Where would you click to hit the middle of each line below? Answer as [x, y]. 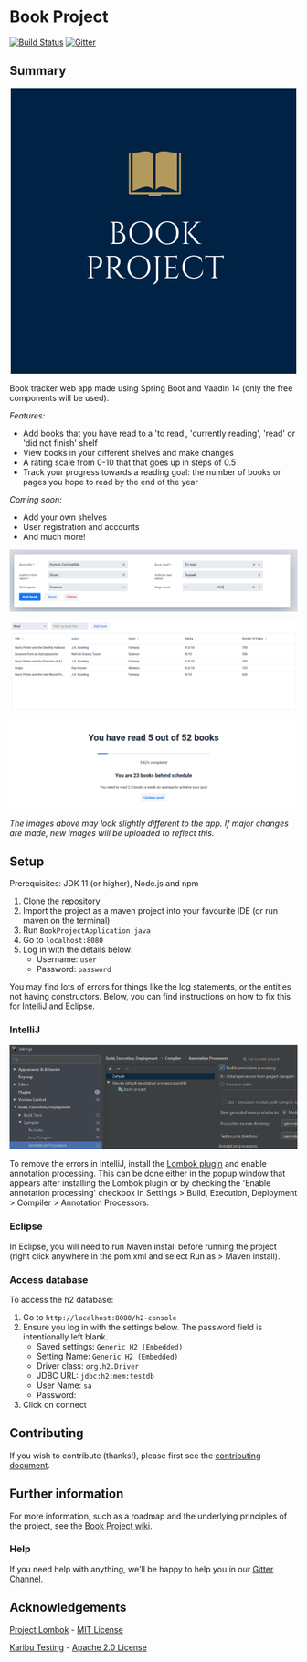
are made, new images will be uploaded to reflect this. [112, 832]
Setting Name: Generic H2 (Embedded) [107, 1356]
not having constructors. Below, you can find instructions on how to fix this [150, 997]
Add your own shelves [65, 517]
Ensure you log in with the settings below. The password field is [143, 1327]
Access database [49, 1279]
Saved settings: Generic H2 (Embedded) [110, 1346]
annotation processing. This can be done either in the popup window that [148, 1174]
